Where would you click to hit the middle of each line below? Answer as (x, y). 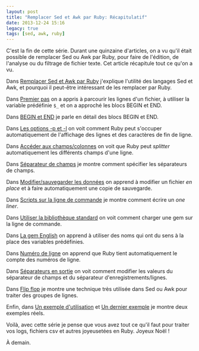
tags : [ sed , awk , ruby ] (36, 34)
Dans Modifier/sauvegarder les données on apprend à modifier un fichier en (99, 182)
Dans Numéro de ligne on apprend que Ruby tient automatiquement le (92, 253)
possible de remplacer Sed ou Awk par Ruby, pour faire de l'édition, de (93, 57)
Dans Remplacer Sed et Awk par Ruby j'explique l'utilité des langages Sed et (99, 82)
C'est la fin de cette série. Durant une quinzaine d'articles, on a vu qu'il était (99, 51)
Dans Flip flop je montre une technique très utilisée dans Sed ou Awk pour (97, 289)
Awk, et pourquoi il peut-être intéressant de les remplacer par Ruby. (89, 87)
